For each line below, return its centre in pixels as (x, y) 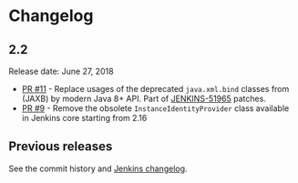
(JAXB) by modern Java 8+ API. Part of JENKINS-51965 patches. (144, 98)
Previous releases (61, 147)
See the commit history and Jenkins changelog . (98, 168)
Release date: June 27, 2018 (62, 71)
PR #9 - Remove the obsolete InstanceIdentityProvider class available (155, 108)
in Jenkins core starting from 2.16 (84, 118)
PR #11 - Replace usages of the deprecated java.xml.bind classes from (155, 89)
